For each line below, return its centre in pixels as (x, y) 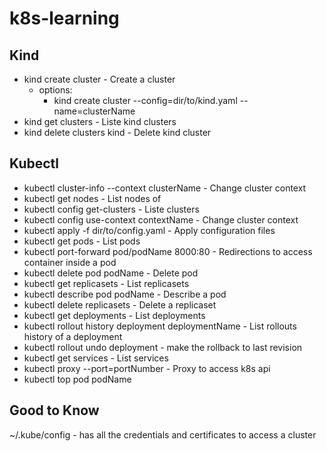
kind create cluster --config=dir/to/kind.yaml (145, 100)
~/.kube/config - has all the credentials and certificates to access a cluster (163, 434)
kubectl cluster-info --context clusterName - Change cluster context (165, 188)
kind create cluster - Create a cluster (99, 79)
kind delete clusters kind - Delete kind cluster (117, 132)
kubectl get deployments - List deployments (114, 315)
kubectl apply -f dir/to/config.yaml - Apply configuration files (149, 230)
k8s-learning (64, 18)
